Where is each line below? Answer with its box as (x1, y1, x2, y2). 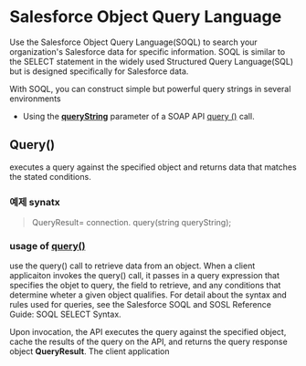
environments (9, 93, 61, 104)
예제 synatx (9, 195, 61, 208)
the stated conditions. (9, 171, 91, 182)
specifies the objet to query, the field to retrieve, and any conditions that (9, 280, 281, 291)
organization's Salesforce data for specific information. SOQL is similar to (9, 46, 286, 57)
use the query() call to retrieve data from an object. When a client (9, 260, 256, 271)
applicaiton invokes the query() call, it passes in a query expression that (9, 270, 280, 281)
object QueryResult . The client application (9, 346, 170, 357)
